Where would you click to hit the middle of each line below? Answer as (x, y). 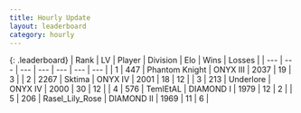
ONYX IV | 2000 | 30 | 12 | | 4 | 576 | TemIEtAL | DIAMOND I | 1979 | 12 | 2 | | (151, 89)
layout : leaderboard (48, 26)
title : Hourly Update (50, 18)
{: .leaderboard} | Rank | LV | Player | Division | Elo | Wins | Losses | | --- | (146, 61)
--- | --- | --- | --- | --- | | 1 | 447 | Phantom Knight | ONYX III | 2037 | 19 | (155, 70)
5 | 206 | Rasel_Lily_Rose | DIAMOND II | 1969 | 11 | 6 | (109, 99)
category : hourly (42, 34)
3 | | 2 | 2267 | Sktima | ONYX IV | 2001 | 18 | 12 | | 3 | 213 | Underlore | (140, 80)
